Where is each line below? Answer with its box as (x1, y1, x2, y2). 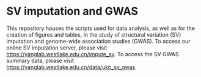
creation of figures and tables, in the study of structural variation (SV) (6, 31, 181, 38)
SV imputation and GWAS (6, 4, 139, 18)
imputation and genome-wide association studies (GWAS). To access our (6, 37, 191, 45)
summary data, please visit (6, 57, 75, 64)
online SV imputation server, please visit (6, 44, 108, 51)
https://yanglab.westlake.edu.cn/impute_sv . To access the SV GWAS (6, 50, 179, 57)
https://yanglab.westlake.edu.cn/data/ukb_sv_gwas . (6, 63, 137, 71)
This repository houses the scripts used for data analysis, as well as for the (6, 24, 196, 32)
